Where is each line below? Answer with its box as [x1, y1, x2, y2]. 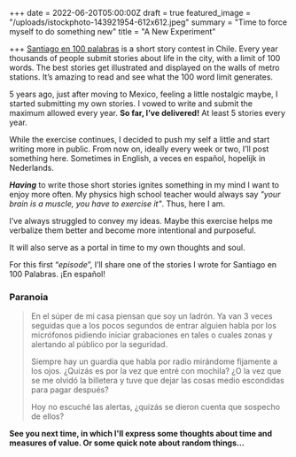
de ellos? [30, 411, 65, 422]
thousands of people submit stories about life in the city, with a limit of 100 [9, 53, 281, 63]
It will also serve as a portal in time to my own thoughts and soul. [9, 243, 245, 252]
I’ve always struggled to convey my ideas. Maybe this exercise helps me [9, 216, 273, 226]
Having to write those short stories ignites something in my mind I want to [9, 180, 280, 190]
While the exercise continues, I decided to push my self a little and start [9, 135, 270, 144]
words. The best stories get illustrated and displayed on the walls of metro [9, 62, 280, 73]
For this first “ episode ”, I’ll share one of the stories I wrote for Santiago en [9, 259, 277, 269]
